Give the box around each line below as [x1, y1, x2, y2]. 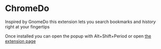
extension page [5, 38, 36, 44]
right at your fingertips [5, 24, 50, 29]
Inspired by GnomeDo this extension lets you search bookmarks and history [5, 19, 156, 24]
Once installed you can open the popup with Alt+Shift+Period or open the [5, 33, 151, 39]
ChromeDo [5, 3, 49, 14]
